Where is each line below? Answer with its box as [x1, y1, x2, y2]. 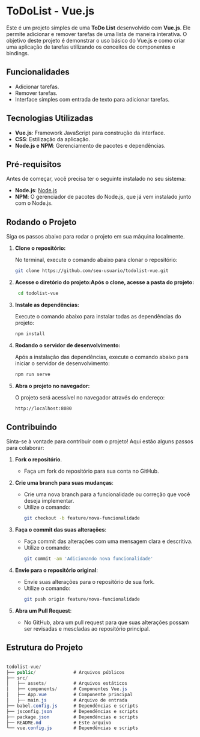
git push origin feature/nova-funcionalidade [23, 596, 140, 602]
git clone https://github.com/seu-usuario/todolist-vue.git [14, 268, 169, 274]
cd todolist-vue [17, 290, 59, 297]
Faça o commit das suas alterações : [14, 526, 107, 533]
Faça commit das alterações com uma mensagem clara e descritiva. [23, 538, 193, 545]
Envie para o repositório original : [14, 566, 98, 574]
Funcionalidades [6, 67, 70, 77]
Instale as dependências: [14, 301, 79, 308]
